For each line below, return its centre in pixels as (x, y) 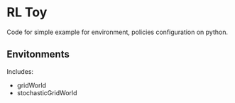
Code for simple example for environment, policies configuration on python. (117, 32)
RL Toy (27, 12)
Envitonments (38, 54)
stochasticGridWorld (47, 92)
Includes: (20, 71)
